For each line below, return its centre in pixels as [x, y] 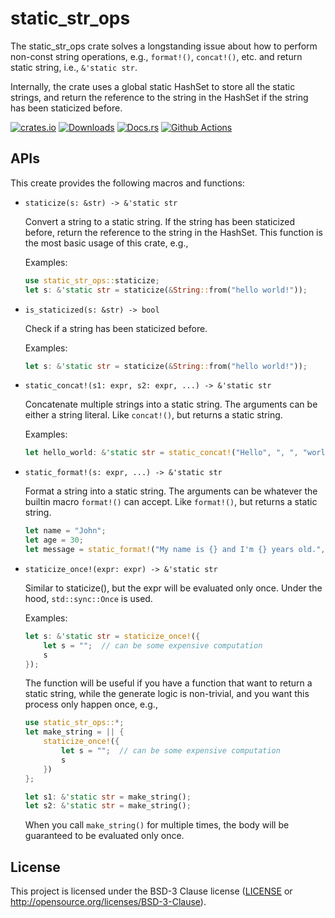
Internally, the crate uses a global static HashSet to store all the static [153, 86]
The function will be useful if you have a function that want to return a [168, 683]
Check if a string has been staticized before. [116, 328]
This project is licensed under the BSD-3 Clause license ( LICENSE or [151, 891]
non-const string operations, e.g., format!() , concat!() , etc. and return [156, 56]
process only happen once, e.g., [91, 704]
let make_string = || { [74, 732]
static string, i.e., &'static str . [74, 67]
